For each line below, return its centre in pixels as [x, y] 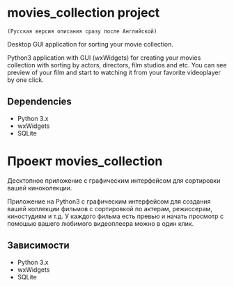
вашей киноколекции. [40, 188]
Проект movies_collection [85, 161]
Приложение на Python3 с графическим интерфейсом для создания [109, 201]
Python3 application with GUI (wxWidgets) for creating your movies [104, 58]
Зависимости [38, 246]
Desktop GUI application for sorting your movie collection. [91, 44]
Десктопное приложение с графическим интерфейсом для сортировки [114, 180]
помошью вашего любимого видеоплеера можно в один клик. [101, 223]
